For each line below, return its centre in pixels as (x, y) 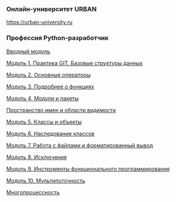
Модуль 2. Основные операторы (49, 75)
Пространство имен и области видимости (61, 110)
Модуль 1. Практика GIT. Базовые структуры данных (75, 63)
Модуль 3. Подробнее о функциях (50, 86)
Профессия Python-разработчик (57, 38)
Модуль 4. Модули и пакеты (42, 98)
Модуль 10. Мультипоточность (46, 180)
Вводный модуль (28, 51)
